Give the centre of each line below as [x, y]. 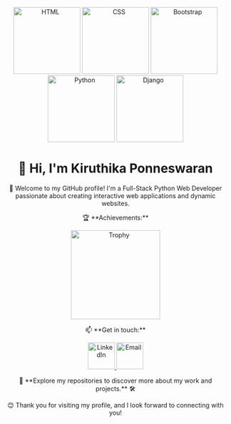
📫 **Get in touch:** [115, 330]
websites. [115, 203]
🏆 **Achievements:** [115, 217]
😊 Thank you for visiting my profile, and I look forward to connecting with [115, 405]
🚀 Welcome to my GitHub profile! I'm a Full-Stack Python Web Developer [115, 188]
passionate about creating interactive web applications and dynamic [115, 195]
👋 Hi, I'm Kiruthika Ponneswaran [115, 169]
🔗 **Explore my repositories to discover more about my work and [115, 381]
